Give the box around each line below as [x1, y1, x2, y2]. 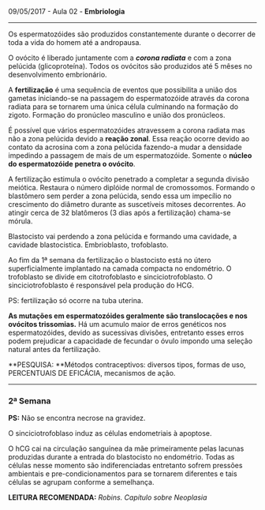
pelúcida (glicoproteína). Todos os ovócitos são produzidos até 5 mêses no [8, 62, 252, 70]
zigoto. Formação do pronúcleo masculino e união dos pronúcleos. [8, 111, 226, 119]
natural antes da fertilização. [8, 345, 101, 354]
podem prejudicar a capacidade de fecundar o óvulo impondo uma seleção [8, 336, 253, 346]
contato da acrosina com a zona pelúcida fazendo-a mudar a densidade [8, 142, 242, 152]
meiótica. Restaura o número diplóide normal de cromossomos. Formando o [8, 183, 256, 192]
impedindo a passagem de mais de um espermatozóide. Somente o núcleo [8, 151, 252, 160]
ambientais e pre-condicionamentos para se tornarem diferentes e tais [8, 469, 238, 478]
